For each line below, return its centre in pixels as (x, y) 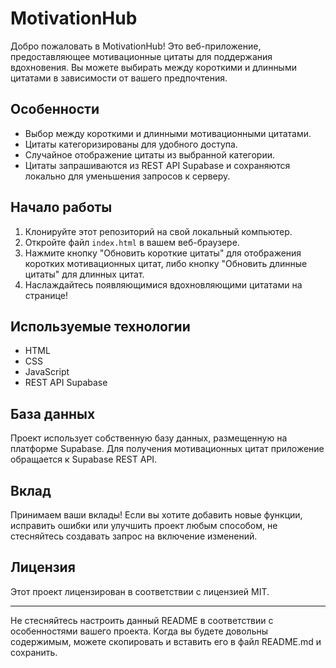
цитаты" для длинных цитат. (84, 274)
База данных (53, 413)
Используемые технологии (100, 326)
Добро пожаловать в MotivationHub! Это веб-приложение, (136, 46)
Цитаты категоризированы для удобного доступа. (131, 144)
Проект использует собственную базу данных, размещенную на (149, 438)
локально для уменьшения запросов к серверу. (127, 176)
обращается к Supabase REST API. (84, 459)
